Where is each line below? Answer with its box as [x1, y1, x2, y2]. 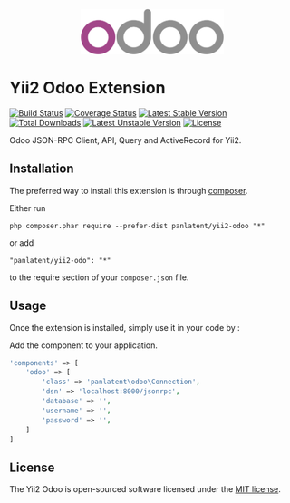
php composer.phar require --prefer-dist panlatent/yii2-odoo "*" [9, 221, 266, 230]
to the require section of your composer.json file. [9, 272, 189, 283]
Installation [9, 161, 74, 177]
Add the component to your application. [9, 340, 159, 351]
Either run [9, 202, 46, 213]
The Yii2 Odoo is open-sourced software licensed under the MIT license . [9, 484, 281, 495]
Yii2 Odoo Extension [9, 78, 166, 99]
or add [9, 237, 34, 248]
